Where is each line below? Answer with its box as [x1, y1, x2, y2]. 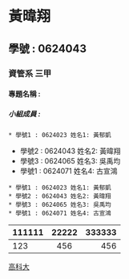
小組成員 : [8, 109, 41, 119]
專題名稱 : [8, 89, 41, 99]
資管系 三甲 [8, 67, 52, 79]
